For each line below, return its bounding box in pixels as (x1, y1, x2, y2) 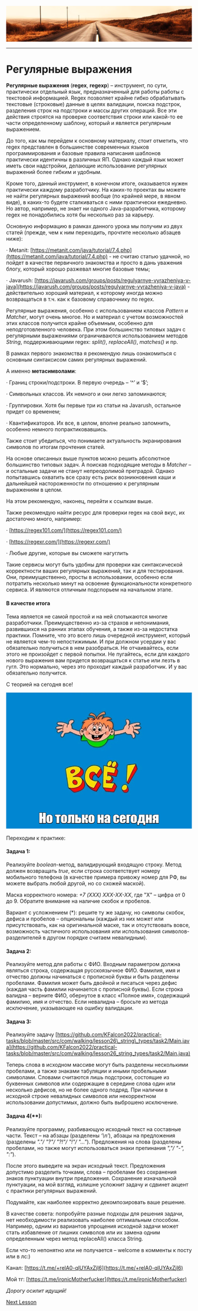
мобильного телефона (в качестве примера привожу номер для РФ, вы (6, 873, 187, 881)
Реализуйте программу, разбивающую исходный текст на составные (6, 1125, 181, 1132)
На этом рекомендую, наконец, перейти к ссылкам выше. (6, 498, 153, 505)
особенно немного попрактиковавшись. (6, 426, 108, 433)
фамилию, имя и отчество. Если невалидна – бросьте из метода (6, 998, 169, 1006)
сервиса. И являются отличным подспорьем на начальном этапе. (6, 586, 173, 593)
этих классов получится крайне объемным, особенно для (6, 320, 153, 327)
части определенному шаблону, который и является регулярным (6, 120, 171, 127)
